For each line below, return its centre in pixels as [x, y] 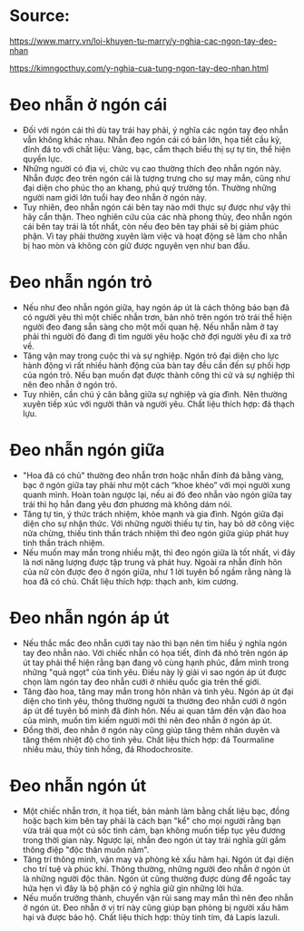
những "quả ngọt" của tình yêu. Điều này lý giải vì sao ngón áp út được [155, 671]
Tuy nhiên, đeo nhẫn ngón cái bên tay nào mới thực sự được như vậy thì [157, 207]
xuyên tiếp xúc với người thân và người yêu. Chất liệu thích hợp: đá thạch [158, 404]
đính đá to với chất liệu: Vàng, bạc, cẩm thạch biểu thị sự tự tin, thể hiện [157, 149]
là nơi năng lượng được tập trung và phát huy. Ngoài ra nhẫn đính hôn [152, 562]
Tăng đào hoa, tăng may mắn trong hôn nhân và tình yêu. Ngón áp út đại [158, 691]
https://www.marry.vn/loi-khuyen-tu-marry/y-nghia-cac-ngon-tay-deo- [143, 41]
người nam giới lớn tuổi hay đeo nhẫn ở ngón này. [114, 197]
